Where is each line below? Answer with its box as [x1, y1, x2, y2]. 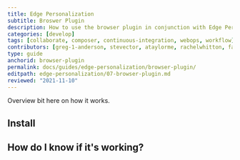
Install [7, 117, 36, 129]
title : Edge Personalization [7, 10, 94, 18]
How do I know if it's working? [7, 141, 144, 154]
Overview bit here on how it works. [7, 96, 111, 105]
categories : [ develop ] [7, 30, 75, 38]
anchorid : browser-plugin [7, 57, 84, 64]
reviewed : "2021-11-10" [7, 76, 79, 84]
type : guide [7, 51, 43, 58]
